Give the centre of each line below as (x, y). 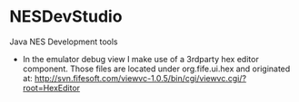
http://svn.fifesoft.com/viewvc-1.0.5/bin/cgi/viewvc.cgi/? (141, 78)
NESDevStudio (66, 17)
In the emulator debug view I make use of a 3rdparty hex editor (140, 59)
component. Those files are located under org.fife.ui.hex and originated (156, 69)
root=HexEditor (51, 88)
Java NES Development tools (64, 42)
